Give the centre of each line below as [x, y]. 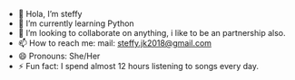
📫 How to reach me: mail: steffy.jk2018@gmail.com [114, 43]
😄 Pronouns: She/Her [59, 56]
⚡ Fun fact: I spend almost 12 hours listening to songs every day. [138, 66]
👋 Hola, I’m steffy [50, 14]
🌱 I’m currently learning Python [76, 23]
